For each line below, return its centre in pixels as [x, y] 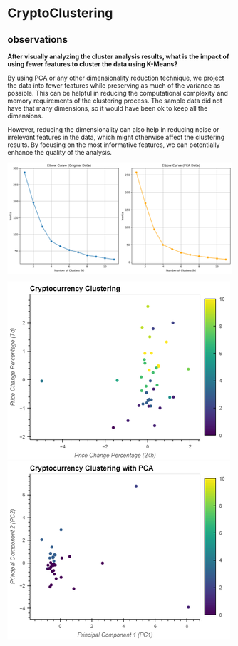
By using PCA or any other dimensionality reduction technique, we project [116, 78]
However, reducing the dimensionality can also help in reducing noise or [113, 129]
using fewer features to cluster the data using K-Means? [93, 64]
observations [37, 40]
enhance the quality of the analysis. [60, 152]
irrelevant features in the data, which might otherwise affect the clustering [116, 137]
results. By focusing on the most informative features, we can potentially [114, 145]
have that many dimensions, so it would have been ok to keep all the [108, 108]
